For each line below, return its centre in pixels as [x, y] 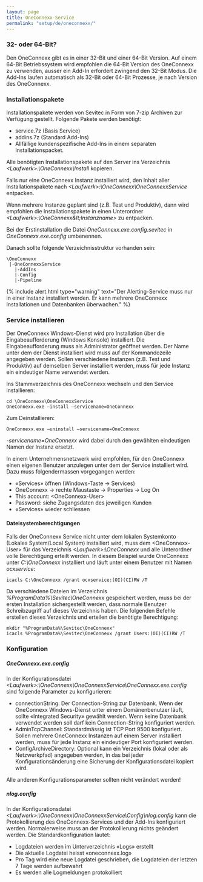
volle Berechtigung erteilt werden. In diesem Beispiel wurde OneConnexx [98, 556]
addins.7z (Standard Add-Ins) [52, 137]
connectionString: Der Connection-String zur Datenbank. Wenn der [99, 703]
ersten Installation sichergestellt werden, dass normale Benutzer [87, 604]
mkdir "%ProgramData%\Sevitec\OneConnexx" [61, 629]
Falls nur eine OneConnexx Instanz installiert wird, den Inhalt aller [88, 180]
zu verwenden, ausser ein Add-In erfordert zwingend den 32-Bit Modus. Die [101, 71]
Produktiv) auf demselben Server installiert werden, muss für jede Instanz [98, 366]
